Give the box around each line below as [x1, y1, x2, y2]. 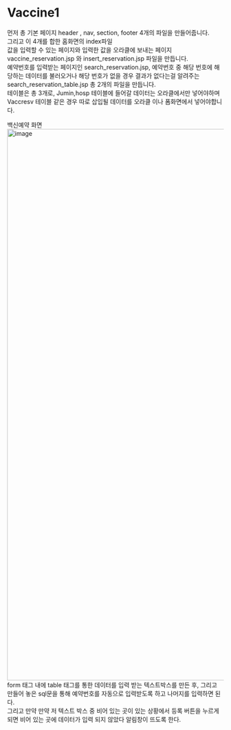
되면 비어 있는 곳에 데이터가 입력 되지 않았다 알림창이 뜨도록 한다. [7, 715, 181, 723]
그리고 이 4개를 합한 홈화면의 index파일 [7, 37, 113, 45]
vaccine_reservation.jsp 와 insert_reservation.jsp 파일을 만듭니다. [7, 54, 189, 63]
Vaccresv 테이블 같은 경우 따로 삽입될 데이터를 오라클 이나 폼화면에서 [7, 97, 193, 105]
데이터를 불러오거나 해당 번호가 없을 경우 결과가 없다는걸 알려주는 [25, 71, 200, 80]
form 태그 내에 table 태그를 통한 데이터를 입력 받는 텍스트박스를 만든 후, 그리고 [7, 680, 218, 689]
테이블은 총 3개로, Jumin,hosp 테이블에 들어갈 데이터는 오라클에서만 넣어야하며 [7, 88, 220, 97]
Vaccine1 [7, 5, 60, 21]
